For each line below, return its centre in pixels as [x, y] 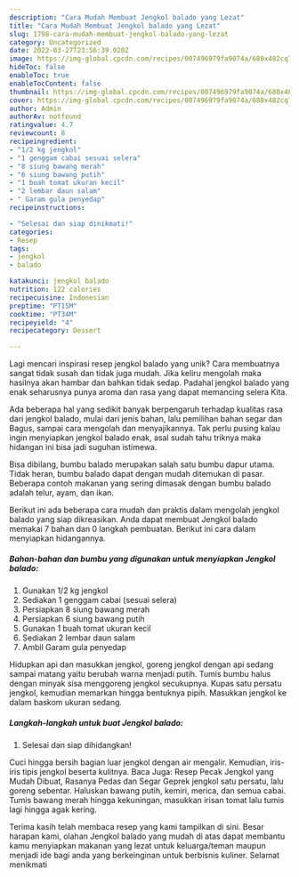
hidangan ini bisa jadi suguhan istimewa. [83, 447]
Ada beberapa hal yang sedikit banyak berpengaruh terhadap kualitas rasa [146, 409]
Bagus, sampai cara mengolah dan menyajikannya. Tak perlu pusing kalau [145, 429]
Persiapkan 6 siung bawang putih [83, 619]
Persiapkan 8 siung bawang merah [86, 609]
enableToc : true [39, 76]
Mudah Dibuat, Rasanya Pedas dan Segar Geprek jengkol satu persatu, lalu [146, 781]
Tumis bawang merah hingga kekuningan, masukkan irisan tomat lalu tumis [147, 801]
